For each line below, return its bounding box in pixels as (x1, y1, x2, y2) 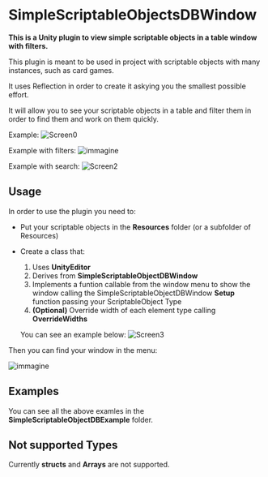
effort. (8, 89, 30, 99)
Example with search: (8, 161, 80, 171)
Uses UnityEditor (32, 262, 91, 272)
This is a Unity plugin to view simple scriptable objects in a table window (8, 32, 257, 42)
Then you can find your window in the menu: (8, 345, 158, 355)
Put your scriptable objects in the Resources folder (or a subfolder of (19, 221, 251, 232)
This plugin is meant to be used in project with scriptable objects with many (8, 57, 261, 67)
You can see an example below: (19, 329, 127, 339)
